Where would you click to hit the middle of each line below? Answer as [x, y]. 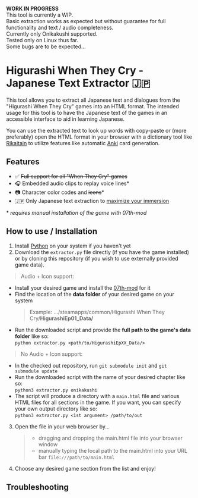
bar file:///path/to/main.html [76, 457]
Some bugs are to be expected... [46, 46]
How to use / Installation [52, 231]
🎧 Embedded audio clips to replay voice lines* [72, 183]
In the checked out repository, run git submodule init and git [91, 365]
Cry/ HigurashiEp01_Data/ [61, 318]
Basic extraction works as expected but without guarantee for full [86, 21]
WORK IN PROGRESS [33, 9]
